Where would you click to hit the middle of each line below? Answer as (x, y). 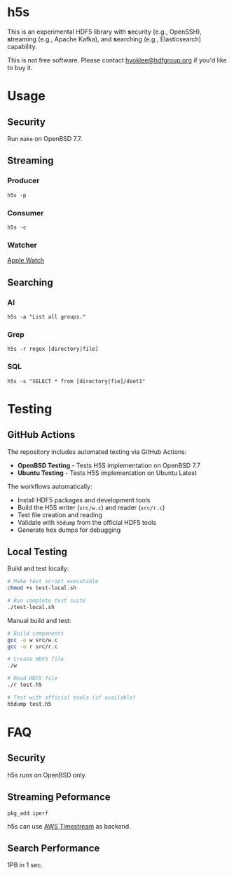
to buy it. (20, 67)
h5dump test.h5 (29, 704)
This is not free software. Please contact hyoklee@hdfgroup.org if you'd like (117, 60)
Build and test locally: (38, 568)
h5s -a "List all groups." (47, 316)
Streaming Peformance (59, 797)
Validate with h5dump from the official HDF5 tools (87, 522)
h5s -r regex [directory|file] (53, 349)
